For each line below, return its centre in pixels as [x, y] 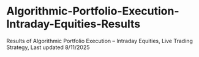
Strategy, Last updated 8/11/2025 [48, 47]
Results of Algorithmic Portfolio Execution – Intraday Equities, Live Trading [99, 41]
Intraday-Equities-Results [73, 24]
